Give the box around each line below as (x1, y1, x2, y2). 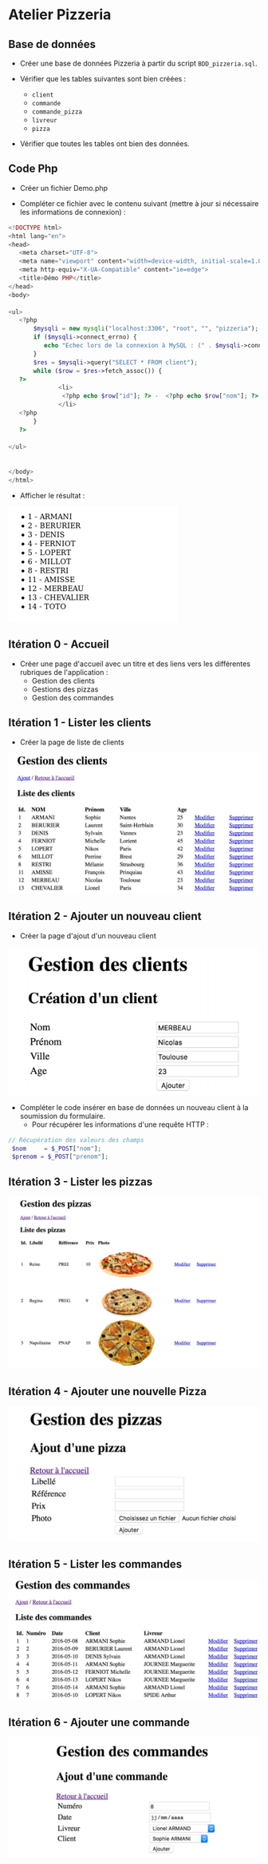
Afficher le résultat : (19, 490, 85, 500)
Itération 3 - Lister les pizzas (8, 1175, 153, 1188)
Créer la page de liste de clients (19, 737, 125, 747)
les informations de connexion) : (19, 207, 126, 216)
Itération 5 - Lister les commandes (8, 1557, 182, 1571)
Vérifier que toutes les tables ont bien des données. (19, 139, 190, 149)
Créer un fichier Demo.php (19, 183, 108, 192)
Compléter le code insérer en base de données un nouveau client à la (19, 1102, 249, 1112)
